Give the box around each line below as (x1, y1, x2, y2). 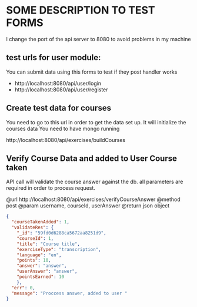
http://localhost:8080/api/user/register (14, 86, 108, 93)
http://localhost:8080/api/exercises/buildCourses (6, 136, 125, 143)
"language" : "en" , (16, 252, 62, 258)
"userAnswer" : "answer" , (16, 269, 78, 275)
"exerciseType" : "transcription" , (16, 246, 101, 252)
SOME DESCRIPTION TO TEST (6, 4, 155, 17)
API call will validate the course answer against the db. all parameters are (6, 178, 183, 186)
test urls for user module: (6, 52, 101, 62)
